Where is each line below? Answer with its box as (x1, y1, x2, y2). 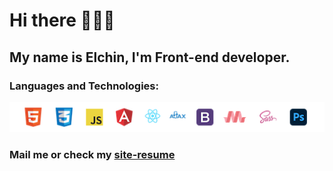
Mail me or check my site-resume (9, 148, 176, 162)
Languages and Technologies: (9, 79, 159, 93)
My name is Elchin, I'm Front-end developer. (9, 49, 291, 66)
